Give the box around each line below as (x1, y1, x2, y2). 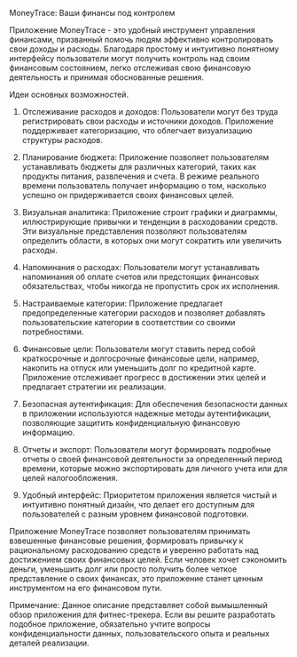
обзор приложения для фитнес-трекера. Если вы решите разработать (9, 609, 276, 620)
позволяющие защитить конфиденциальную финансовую (21, 418, 241, 428)
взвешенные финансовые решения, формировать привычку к (9, 535, 244, 546)
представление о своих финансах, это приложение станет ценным (9, 573, 263, 583)
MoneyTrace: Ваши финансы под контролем (9, 8, 176, 18)
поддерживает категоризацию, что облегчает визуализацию (21, 125, 253, 136)
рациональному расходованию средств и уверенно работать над (9, 545, 259, 555)
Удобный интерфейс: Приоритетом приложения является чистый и (21, 490, 277, 501)
